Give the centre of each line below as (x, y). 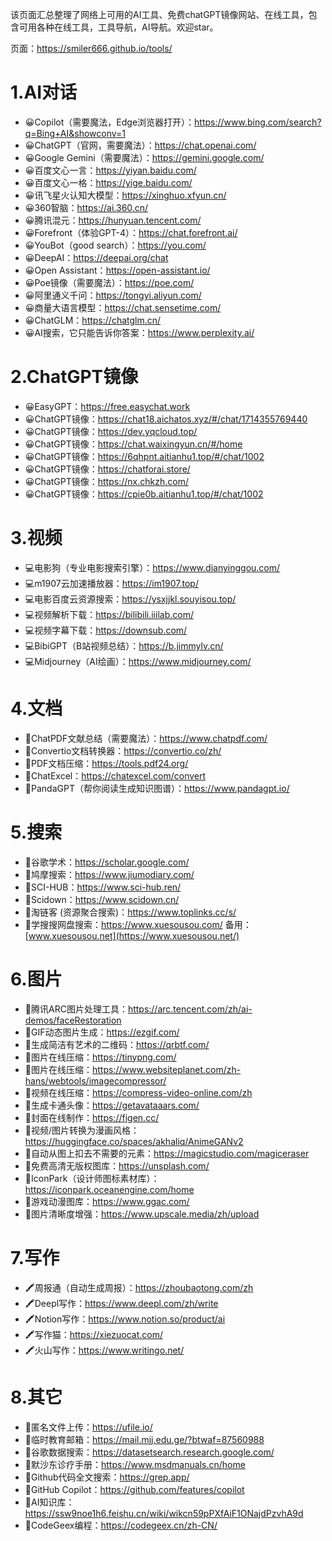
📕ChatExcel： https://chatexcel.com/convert (115, 775)
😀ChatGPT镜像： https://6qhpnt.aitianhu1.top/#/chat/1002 (144, 456)
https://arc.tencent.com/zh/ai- (190, 1009)
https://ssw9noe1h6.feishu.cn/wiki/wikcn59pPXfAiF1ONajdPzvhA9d (164, 1513)
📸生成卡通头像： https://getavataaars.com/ (112, 1105)
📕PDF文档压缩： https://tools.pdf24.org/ (106, 763)
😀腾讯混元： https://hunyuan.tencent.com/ (113, 220)
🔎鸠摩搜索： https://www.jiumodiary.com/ (109, 874)
